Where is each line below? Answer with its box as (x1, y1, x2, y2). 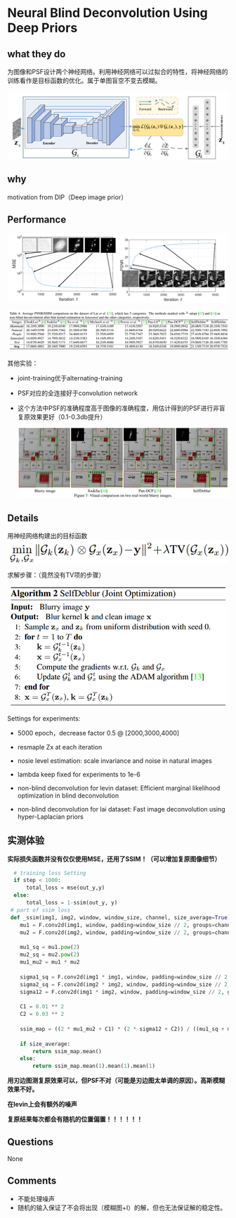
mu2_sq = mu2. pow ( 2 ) (20, 951, 80, 959)
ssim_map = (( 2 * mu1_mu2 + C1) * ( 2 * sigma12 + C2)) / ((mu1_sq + (20, 1025, 225, 1033)
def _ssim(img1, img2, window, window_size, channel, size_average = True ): (10, 914, 234, 921)
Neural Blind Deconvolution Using (7, 5, 209, 21)
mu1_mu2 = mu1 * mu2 (20, 959, 80, 966)
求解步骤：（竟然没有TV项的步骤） (7, 571, 105, 579)
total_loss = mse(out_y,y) (25, 884, 105, 892)
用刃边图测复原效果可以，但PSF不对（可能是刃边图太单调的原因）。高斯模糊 (7, 1076, 225, 1085)
